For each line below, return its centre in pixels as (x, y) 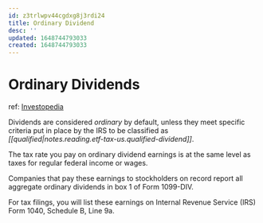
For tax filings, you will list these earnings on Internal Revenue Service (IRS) (132, 202)
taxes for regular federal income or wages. (78, 163)
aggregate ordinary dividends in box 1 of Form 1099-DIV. (101, 187)
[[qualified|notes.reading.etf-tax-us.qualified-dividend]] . (101, 139)
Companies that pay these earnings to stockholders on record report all (126, 178)
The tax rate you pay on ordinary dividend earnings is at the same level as (130, 155)
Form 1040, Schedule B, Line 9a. (61, 211)
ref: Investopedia (36, 107)
